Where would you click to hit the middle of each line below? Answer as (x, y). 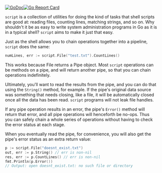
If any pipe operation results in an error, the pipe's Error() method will (75, 109)
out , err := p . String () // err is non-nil (48, 152)
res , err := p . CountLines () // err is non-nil (53, 157)
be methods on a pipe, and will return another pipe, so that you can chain (78, 70)
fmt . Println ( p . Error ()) (29, 161)
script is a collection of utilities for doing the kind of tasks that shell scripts (80, 17)
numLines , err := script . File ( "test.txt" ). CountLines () (62, 56)
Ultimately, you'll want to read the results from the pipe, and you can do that (81, 84)
